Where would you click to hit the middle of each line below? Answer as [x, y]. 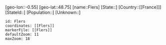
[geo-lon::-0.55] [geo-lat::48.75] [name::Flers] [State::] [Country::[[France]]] [83, 7]
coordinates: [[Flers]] [30, 26]
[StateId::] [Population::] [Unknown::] [43, 12]
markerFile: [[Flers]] [29, 30]
